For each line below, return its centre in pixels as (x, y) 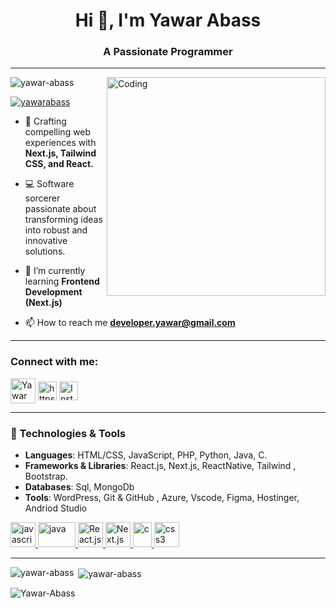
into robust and (56, 230)
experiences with (60, 143)
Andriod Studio (56, 508)
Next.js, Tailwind (60, 153)
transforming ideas (63, 220)
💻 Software (49, 184)
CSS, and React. (59, 164)
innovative (46, 241)
